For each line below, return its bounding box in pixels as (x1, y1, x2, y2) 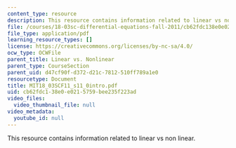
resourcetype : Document (7, 75, 77, 83)
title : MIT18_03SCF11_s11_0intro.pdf (7, 82, 118, 89)
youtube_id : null (13, 114, 65, 121)
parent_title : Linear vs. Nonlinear (7, 56, 114, 63)
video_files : (7, 95, 46, 102)
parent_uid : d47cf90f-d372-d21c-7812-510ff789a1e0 (7, 69, 159, 76)
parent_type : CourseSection (7, 62, 90, 69)
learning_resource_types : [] (7, 36, 93, 43)
